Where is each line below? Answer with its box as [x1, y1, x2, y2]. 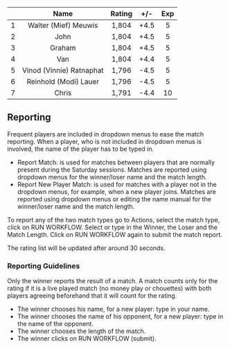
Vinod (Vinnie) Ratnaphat [21, 66, 104, 75]
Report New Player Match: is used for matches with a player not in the [17, 180, 217, 188]
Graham [49, 43, 76, 53]
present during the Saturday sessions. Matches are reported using [17, 165, 207, 174]
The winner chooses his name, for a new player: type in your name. [17, 305, 210, 314]
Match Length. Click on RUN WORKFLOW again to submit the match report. [7, 230, 223, 238]
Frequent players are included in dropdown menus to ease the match [7, 129, 204, 138]
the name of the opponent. [17, 320, 94, 328]
